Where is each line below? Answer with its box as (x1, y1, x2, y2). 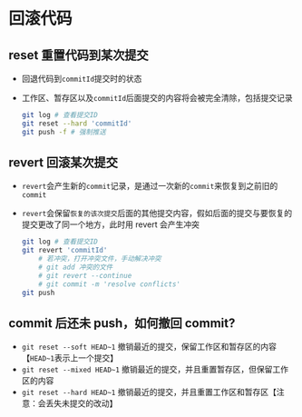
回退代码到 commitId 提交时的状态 (21, 74, 142, 84)
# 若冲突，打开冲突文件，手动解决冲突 (38, 254, 161, 263)
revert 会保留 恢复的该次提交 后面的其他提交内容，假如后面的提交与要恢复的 (21, 208, 292, 219)
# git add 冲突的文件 (38, 263, 113, 273)
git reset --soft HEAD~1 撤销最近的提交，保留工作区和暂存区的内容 (21, 342, 278, 352)
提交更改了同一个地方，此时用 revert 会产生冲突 (21, 219, 200, 230)
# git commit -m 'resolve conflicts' (38, 279, 180, 289)
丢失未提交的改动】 (45, 398, 118, 409)
